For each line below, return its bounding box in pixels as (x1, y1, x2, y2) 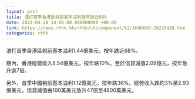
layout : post (6, 8, 38, 15)
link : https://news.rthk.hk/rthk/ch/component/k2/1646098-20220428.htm (6, 25, 185, 31)
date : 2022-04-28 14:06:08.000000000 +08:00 (6, 19, 117, 25)
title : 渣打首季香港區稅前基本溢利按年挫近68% (6, 14, 107, 20)
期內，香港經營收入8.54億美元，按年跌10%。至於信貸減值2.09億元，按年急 (6, 60, 188, 67)
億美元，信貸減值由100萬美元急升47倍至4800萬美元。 (6, 87, 137, 94)
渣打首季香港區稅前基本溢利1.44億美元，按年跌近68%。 (6, 47, 141, 54)
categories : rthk (6, 30, 49, 36)
